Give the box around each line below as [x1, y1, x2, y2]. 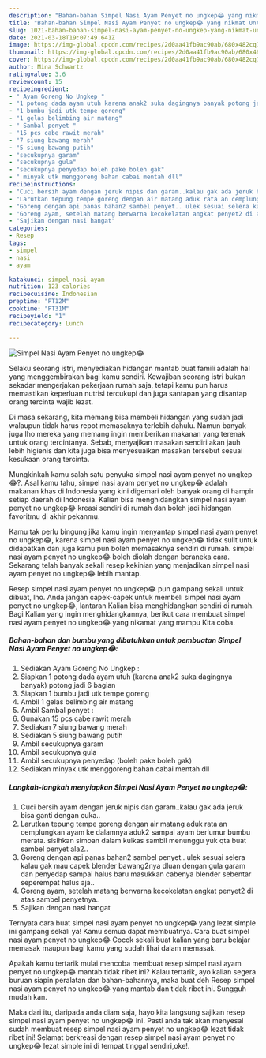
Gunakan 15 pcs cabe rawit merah [20, 714, 132, 723]
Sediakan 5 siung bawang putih [20, 731, 123, 741]
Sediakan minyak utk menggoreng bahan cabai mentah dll [20, 764, 210, 774]
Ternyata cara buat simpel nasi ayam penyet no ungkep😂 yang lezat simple [9, 918, 256, 928]
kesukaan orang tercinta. [9, 454, 90, 463]
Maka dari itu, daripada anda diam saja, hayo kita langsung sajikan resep [9, 1007, 245, 1017]
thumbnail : [9, 48, 45, 56]
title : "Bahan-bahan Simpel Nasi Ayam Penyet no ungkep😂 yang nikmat [9, 19, 246, 27]
